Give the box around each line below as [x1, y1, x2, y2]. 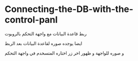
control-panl [4, 14, 58, 25]
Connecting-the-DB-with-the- [4, 3, 133, 15]
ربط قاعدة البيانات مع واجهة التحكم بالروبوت [4, 30, 87, 36]
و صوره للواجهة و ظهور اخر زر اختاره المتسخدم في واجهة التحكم [4, 50, 124, 56]
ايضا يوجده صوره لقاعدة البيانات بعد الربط [4, 40, 82, 46]
